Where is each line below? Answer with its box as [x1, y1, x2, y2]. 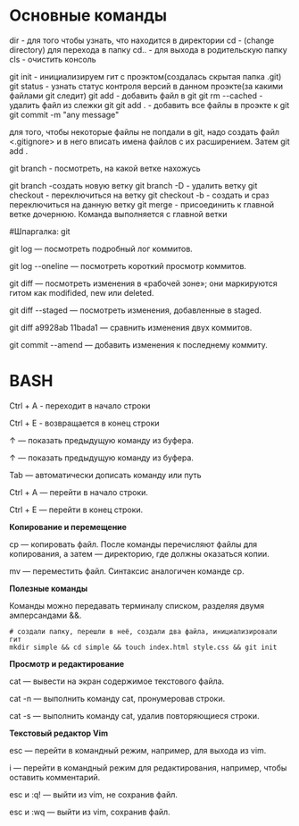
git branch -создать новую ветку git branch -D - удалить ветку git [9, 180, 258, 190]
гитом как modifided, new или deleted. [9, 287, 154, 298]
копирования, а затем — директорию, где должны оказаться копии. [9, 548, 270, 559]
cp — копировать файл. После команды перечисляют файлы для [9, 538, 258, 550]
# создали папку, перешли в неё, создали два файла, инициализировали [9, 627, 278, 636]
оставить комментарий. [9, 771, 101, 782]
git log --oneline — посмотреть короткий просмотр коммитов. [9, 260, 247, 271]
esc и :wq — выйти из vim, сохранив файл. [9, 806, 171, 817]
